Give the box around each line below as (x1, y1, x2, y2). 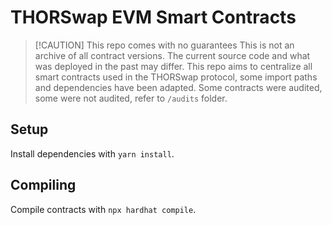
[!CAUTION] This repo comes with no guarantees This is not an (34, 39, 295, 51)
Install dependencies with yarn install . (10, 147, 175, 160)
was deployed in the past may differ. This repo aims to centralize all (34, 60, 313, 72)
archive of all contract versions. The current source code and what (34, 49, 311, 61)
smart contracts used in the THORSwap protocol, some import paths (34, 71, 318, 83)
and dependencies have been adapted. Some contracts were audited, (34, 81, 323, 93)
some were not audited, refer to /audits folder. (34, 92, 228, 104)
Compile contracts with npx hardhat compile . (10, 203, 197, 215)
